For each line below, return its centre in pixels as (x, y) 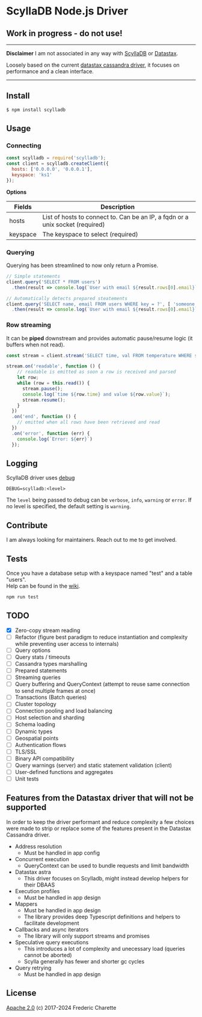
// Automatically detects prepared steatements (67, 298)
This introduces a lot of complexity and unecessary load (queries (104, 948)
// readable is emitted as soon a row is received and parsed (96, 372)
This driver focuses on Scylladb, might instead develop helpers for (106, 878)
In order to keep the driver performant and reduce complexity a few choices (100, 822)
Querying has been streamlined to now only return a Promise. (82, 265)
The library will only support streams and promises (87, 936)
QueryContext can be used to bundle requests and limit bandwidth (106, 865)
